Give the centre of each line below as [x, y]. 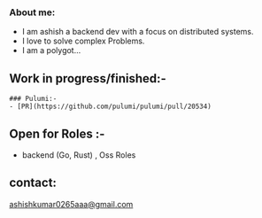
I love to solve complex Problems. [83, 41]
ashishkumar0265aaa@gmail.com [71, 204]
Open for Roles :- [57, 133]
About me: [32, 12]
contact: [33, 183]
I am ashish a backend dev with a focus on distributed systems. [138, 32]
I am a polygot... [51, 51]
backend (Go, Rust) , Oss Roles [79, 155]
